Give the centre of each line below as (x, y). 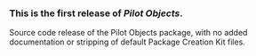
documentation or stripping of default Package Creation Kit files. (128, 42)
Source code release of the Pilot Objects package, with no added (128, 33)
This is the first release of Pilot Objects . (96, 13)
